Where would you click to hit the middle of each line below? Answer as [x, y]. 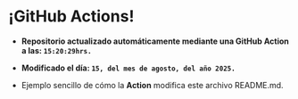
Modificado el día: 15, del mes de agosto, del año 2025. [128, 68]
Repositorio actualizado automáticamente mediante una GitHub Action [155, 41]
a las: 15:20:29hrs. [56, 50]
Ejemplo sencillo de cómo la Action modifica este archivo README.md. [152, 85]
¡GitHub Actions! [71, 16]
